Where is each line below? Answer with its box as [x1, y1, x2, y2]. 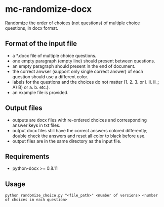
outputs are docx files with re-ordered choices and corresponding [12, 117, 147, 123]
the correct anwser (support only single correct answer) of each [12, 68, 143, 74]
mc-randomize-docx [5, 3, 92, 15]
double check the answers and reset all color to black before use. [12, 133, 146, 139]
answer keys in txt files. [12, 122, 61, 128]
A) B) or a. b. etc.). [12, 84, 50, 90]
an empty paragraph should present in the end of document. [12, 63, 136, 69]
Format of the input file [5, 40, 77, 48]
